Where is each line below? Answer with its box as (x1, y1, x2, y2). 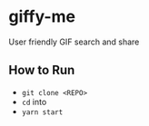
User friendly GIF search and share (8, 36, 140, 47)
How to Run (8, 63, 75, 78)
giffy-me (8, 6, 76, 27)
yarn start (21, 107, 64, 117)
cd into (21, 96, 47, 107)
